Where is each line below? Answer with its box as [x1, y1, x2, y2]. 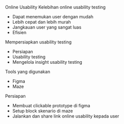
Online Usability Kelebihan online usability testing [5, 4, 106, 10]
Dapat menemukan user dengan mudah [12, 14, 93, 19]
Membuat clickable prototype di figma [12, 103, 90, 108]
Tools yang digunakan [5, 69, 51, 75]
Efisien [12, 30, 26, 35]
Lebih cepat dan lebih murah [12, 19, 71, 25]
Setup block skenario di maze [12, 108, 73, 114]
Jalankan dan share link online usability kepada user [12, 113, 120, 119]
